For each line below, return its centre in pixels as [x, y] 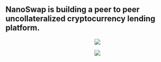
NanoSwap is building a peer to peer [73, 10]
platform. [23, 28]
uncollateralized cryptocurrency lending [80, 19]
